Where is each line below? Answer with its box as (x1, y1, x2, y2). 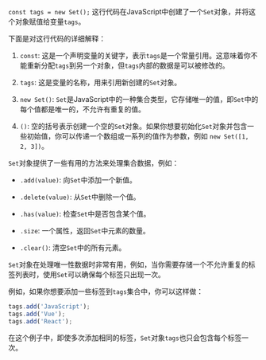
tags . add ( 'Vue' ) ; (8, 310, 66, 318)
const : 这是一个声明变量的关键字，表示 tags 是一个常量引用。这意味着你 (19, 51, 252, 60)
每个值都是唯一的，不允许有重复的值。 (19, 104, 145, 114)
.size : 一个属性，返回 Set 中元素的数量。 (19, 226, 151, 235)
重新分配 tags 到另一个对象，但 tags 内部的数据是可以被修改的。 (26, 61, 230, 70)
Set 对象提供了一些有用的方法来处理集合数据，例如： (8, 158, 179, 167)
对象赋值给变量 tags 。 (14, 17, 86, 26)
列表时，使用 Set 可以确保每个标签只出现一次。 (14, 270, 165, 279)
